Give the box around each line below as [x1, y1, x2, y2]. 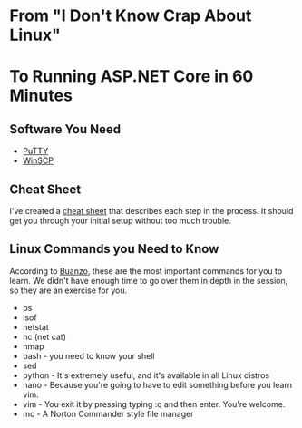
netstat [22, 321, 50, 332]
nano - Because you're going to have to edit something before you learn [22, 379, 293, 390]
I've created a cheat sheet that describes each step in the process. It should [9, 206, 294, 216]
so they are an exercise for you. [9, 285, 128, 296]
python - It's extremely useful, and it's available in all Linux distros [22, 369, 270, 381]
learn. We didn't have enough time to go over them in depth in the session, [9, 275, 288, 286]
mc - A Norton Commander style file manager [22, 408, 194, 419]
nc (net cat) [22, 331, 66, 342]
